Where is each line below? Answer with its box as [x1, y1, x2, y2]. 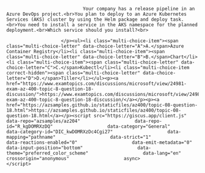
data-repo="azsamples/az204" [6, 118, 81, 124]
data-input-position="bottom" [6, 145, 84, 151]
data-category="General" [107, 123, 171, 130]
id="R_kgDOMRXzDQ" [6, 123, 53, 130]
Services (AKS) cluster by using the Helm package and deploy [6, 17, 168, 23]
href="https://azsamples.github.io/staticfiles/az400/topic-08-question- [6, 102, 198, 108]
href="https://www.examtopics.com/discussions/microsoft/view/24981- [6, 81, 187, 87]
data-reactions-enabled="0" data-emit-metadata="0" [6, 139, 192, 145]
